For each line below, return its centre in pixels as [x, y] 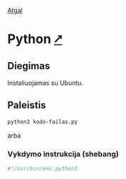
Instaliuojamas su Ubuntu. [46, 83]
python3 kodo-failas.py [43, 122]
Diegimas [29, 66]
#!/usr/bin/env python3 [43, 168]
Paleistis [27, 105]
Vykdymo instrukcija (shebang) [63, 154]
